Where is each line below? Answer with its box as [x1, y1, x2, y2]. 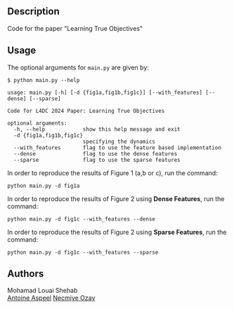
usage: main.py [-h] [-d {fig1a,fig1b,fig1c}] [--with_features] [7, 89, 202, 96]
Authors [7, 268, 44, 280]
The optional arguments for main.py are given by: [7, 63, 150, 71]
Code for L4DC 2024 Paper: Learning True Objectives [7, 107, 165, 114]
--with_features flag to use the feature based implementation [13, 144, 221, 151]
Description [7, 6, 60, 18]
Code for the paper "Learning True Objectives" [7, 24, 143, 32]
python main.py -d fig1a [7, 182, 80, 189]
